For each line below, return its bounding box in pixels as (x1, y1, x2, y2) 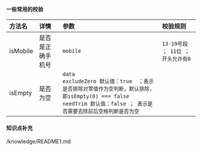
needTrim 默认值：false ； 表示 (62, 101, 148, 107)
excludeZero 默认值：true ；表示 (62, 78, 155, 85)
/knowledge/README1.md (6, 138, 71, 145)
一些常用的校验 (6, 5, 43, 13)
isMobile (9, 47, 34, 55)
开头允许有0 (162, 56, 191, 62)
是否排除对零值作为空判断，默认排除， (62, 86, 155, 92)
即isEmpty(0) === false (62, 93, 130, 100)
